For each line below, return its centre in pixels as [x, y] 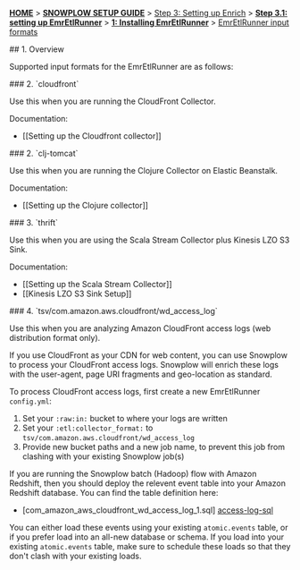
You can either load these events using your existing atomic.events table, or [149, 527]
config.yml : [30, 401]
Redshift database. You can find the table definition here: [114, 493]
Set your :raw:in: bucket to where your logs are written [125, 418]
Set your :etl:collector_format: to [87, 428]
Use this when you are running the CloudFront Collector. [112, 101]
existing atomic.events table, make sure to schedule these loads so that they [150, 546]
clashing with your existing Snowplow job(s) [103, 456]
